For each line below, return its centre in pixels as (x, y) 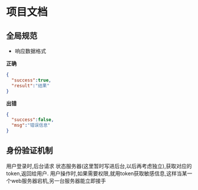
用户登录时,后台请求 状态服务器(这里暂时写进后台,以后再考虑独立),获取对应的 (99, 166)
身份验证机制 (30, 151)
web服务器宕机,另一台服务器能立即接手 (59, 181)
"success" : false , (33, 120)
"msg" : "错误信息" (31, 125)
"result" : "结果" (30, 86)
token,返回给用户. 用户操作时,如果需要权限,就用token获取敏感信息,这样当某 (97, 173)
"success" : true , (31, 80)
